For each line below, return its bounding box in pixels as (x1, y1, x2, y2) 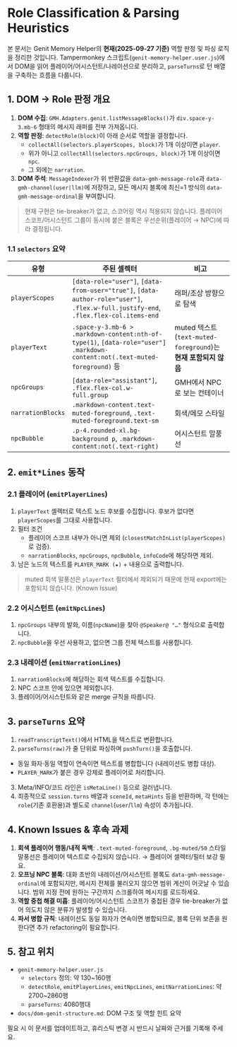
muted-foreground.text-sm (71, 417, 159, 425)
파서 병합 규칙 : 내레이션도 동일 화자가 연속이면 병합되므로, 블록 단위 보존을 (17, 914, 221, 923)
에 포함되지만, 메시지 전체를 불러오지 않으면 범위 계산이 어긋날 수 (39, 879, 217, 887)
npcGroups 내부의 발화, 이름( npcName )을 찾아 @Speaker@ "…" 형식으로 (17, 621, 206, 629)
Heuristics (7, 20, 69, 36)
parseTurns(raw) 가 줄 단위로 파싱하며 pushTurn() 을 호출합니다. (17, 744, 193, 753)
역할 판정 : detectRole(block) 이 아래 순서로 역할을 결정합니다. (17, 131, 188, 139)
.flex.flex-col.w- (71, 384, 134, 392)
